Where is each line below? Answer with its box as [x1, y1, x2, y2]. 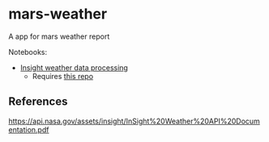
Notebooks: [8, 47, 48, 56]
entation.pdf [8, 124, 49, 134]
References [8, 94, 68, 109]
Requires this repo [32, 71, 94, 81]
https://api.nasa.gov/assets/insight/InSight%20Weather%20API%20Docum [8, 116, 261, 126]
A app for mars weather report [8, 31, 110, 41]
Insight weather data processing [19, 62, 128, 73]
